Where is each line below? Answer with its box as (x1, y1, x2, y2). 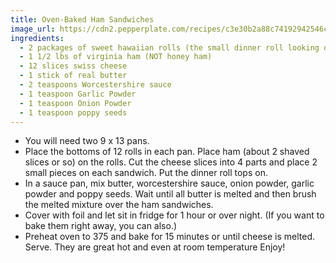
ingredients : (10, 33, 65, 43)
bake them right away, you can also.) (24, 220, 178, 232)
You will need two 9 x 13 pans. (24, 135, 150, 147)
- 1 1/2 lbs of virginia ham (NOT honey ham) (19, 52, 213, 62)
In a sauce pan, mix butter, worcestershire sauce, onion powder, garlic (24, 177, 315, 190)
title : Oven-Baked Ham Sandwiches (10, 14, 155, 25)
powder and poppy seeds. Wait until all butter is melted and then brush (24, 188, 317, 200)
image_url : (10, 24, 56, 34)
